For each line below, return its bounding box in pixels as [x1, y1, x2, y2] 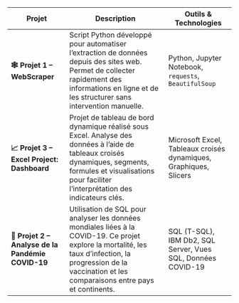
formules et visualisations [69, 166, 155, 176]
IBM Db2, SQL [168, 235, 216, 245]
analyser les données [69, 213, 141, 223]
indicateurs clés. [69, 193, 124, 202]
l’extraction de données [69, 48, 148, 58]
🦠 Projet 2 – [11, 231, 51, 240]
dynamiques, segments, [69, 157, 149, 166]
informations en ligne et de [69, 83, 159, 93]
